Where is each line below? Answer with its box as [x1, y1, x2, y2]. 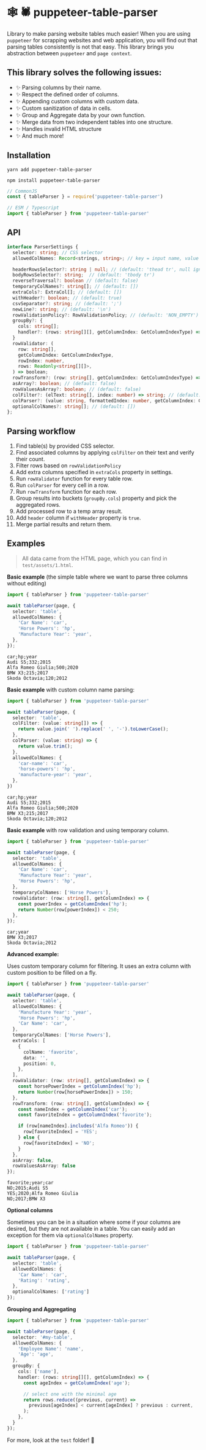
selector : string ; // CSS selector [12, 249, 103, 255]
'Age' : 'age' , [18, 1351, 54, 1358]
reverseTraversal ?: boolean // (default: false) [12, 278, 139, 284]
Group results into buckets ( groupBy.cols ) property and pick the [15, 494, 177, 502]
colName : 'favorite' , [23, 1049, 79, 1055]
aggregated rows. [15, 501, 61, 509]
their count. [15, 456, 45, 463]
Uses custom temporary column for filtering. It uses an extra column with [7, 962, 191, 970]
